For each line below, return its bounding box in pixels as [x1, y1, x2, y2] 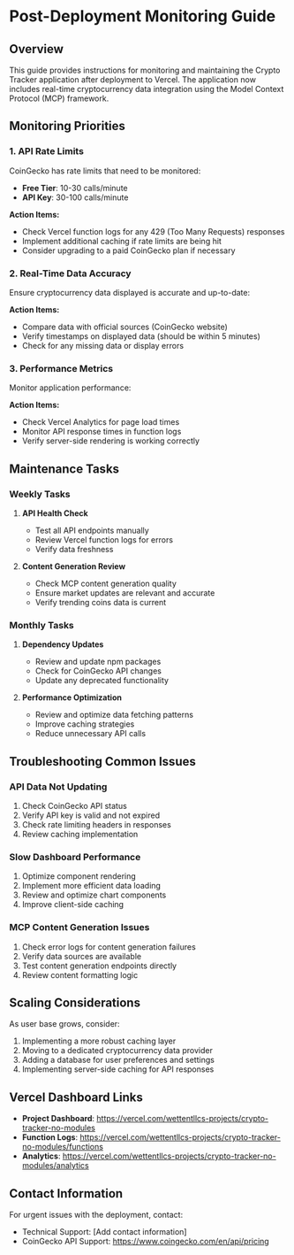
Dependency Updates [21, 639, 104, 650]
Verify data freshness [34, 543, 114, 554]
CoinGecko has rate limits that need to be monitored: [9, 166, 201, 176]
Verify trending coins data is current [34, 597, 167, 607]
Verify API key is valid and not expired [21, 810, 161, 820]
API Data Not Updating [9, 781, 108, 793]
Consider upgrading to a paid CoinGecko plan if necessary [21, 245, 236, 256]
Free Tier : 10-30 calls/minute [21, 182, 128, 193]
